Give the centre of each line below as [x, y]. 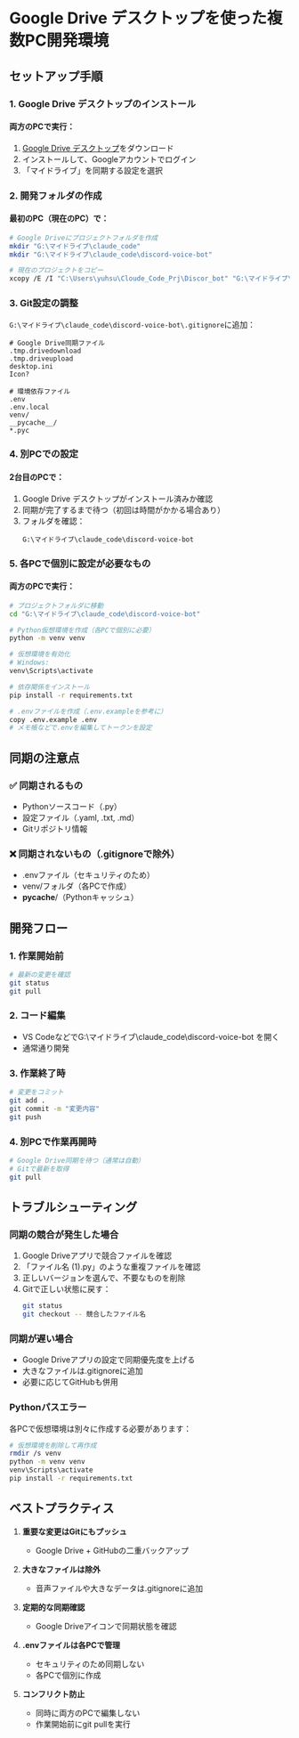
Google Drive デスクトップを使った [138, 18]
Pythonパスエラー [48, 1408]
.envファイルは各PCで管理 [71, 1645]
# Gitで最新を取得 [39, 1169]
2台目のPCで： [37, 477]
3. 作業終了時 [37, 1073]
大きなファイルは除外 [61, 1569]
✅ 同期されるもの [46, 785]
